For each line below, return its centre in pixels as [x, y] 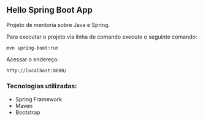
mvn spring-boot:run [33, 48]
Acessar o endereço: [33, 59]
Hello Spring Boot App [50, 10]
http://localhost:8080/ [37, 71]
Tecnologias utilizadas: [42, 86]
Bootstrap [28, 112]
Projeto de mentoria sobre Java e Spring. [58, 25]
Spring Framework [39, 99]
